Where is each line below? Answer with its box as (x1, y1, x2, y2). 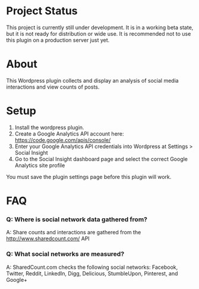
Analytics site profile (14, 162, 65, 169)
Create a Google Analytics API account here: (14, 130, 124, 137)
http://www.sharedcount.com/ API (6, 235, 90, 242)
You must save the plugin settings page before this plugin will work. (6, 173, 172, 180)
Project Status (6, 4, 78, 18)
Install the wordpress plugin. (14, 124, 84, 131)
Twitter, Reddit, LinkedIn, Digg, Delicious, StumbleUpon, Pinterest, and (6, 269, 178, 277)
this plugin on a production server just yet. (6, 36, 110, 43)
